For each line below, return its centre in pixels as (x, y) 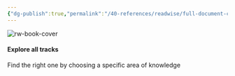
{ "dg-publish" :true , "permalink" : (56, 14)
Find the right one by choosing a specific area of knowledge (94, 65)
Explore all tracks (33, 50)
